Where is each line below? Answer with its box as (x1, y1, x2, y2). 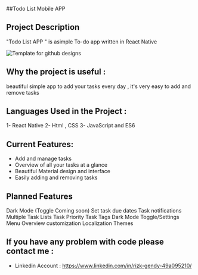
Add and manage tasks (14, 155, 72, 162)
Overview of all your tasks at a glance (14, 161, 108, 168)
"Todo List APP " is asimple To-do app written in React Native (6, 38, 157, 45)
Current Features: (6, 139, 74, 149)
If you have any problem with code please (6, 237, 164, 247)
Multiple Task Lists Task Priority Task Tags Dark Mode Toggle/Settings (6, 214, 180, 221)
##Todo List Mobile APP (6, 5, 66, 12)
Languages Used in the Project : (6, 107, 127, 117)
